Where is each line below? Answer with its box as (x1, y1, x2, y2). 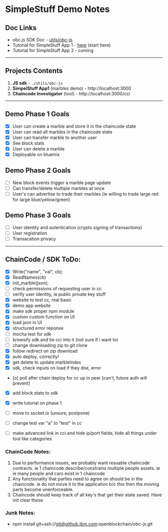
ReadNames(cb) (12, 274, 46, 280)
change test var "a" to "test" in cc (12, 420, 82, 426)
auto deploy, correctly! (12, 353, 59, 360)
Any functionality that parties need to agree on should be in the (12, 475, 143, 482)
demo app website (12, 302, 51, 309)
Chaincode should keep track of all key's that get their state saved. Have (12, 491, 162, 497)
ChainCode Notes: (5, 448, 51, 455)
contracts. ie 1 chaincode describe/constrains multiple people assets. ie (12, 465, 160, 471)
